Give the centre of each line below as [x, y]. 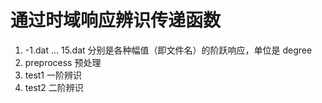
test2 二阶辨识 [54, 87]
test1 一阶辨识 [53, 75]
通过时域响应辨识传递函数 [116, 20]
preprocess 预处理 [63, 62]
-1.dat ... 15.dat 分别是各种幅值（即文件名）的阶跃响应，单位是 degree [168, 50]
